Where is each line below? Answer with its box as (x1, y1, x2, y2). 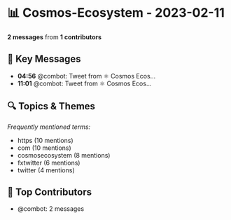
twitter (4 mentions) (17, 165, 75, 174)
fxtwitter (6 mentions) (17, 158, 80, 167)
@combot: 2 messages (17, 205, 85, 213)
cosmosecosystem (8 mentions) (17, 151, 111, 159)
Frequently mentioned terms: (7, 123, 91, 131)
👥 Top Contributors (7, 186, 92, 198)
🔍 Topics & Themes (7, 100, 96, 112)
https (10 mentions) (17, 136, 73, 144)
